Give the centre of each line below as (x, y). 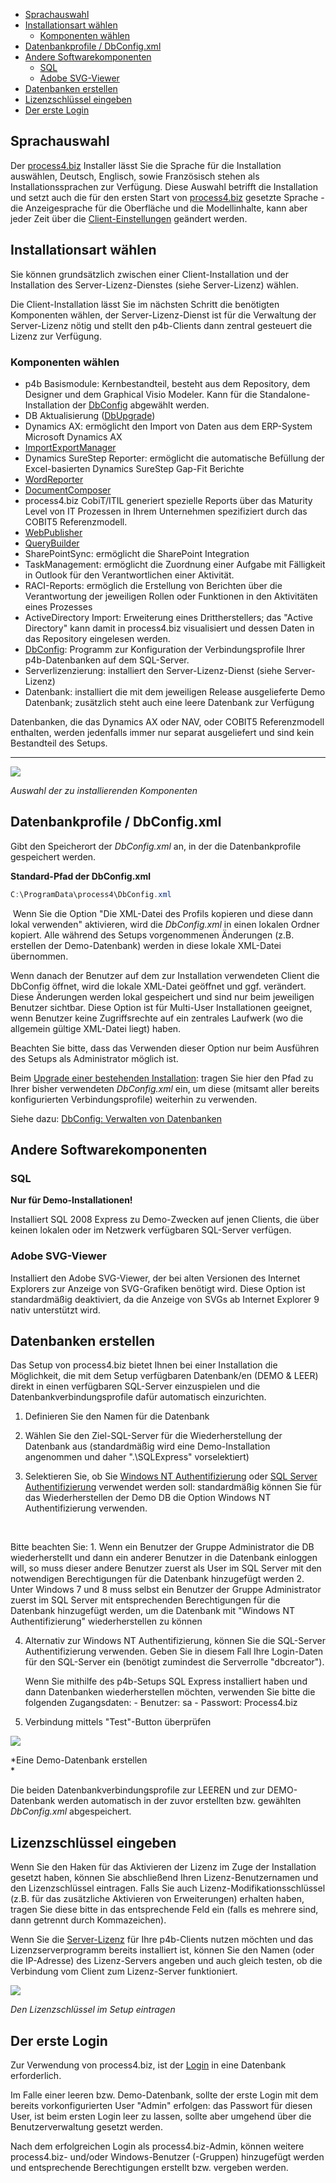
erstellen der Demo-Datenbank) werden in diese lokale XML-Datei (146, 945)
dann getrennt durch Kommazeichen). (88, 1920)
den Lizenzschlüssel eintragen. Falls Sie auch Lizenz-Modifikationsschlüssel (168, 1888)
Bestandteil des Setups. (59, 743)
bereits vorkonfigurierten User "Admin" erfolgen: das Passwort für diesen (161, 2106)
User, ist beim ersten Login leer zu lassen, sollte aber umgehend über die (161, 2116)
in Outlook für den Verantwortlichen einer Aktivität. (129, 575)
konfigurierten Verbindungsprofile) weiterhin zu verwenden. (134, 1099)
